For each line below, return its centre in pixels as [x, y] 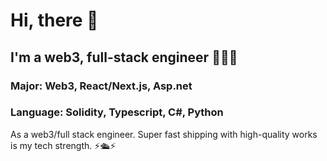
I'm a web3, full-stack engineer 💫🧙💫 [124, 57]
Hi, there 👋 [54, 20]
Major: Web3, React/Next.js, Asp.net [101, 86]
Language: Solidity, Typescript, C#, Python [117, 112]
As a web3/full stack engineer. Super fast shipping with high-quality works [164, 134]
